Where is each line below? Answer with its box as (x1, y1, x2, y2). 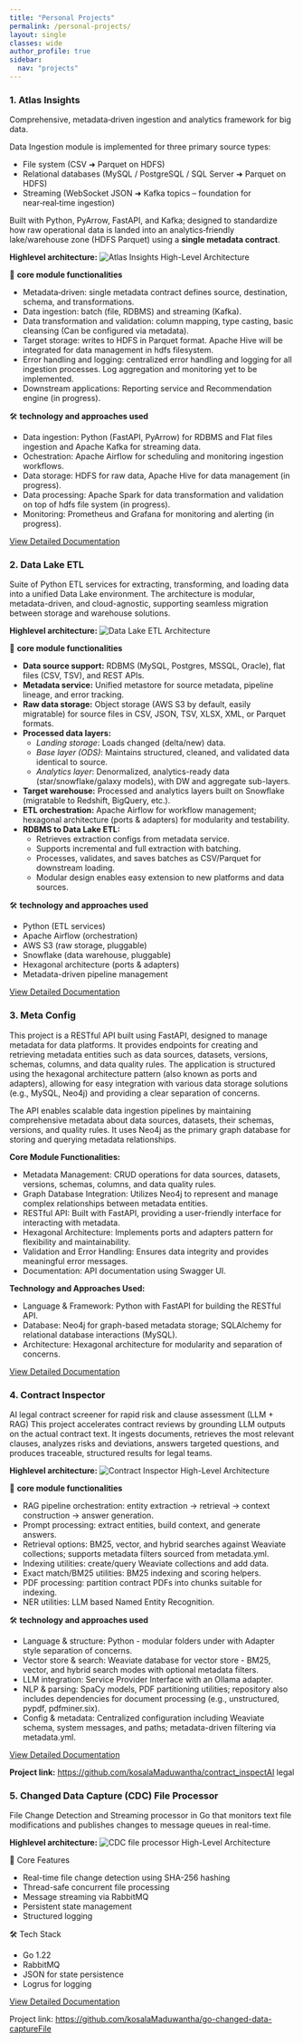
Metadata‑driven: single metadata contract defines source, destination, (22, 287, 288, 298)
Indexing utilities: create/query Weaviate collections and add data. (22, 1559, 270, 1569)
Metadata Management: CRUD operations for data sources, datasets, (22, 1169, 280, 1180)
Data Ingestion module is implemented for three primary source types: (9, 141, 271, 152)
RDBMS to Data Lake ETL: (22, 824, 120, 835)
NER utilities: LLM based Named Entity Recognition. (22, 1597, 215, 1607)
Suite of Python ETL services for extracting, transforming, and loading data (9, 579, 289, 590)
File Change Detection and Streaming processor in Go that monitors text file (9, 1810, 292, 1821)
